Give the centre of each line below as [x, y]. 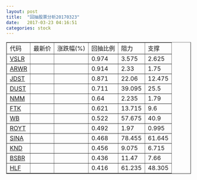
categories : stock [28, 28]
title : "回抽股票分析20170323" [43, 17]
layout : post [22, 11]
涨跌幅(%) [71, 49]
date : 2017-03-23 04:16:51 [42, 22]
